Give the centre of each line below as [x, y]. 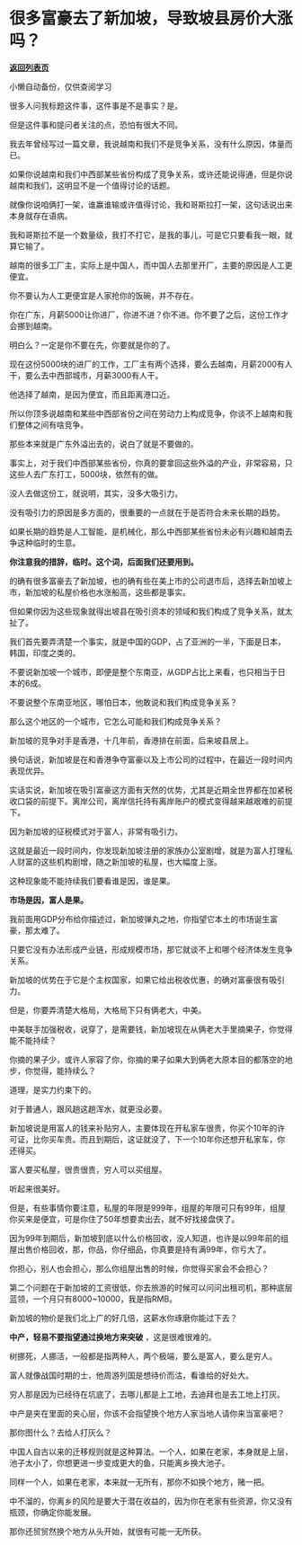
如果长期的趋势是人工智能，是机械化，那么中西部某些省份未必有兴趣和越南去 [151, 531]
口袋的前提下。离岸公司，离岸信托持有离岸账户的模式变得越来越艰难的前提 [155, 801]
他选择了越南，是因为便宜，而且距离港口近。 [92, 394]
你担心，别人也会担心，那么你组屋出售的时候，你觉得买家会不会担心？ [139, 1268]
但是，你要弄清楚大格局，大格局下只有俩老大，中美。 [108, 1010]
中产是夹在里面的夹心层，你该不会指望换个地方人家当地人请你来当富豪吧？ [147, 1413]
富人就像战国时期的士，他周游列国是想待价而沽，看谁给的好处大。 [131, 1375]
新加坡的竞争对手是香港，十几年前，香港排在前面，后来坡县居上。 [131, 740]
